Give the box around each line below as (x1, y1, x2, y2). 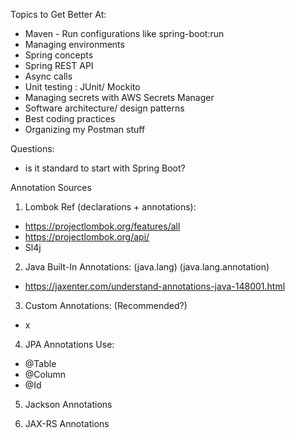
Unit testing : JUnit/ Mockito (24, 81, 141, 93)
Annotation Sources (10, 182, 92, 193)
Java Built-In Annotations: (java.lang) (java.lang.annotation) (24, 261, 270, 273)
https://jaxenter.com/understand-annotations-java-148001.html (24, 280, 286, 292)
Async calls (24, 70, 73, 82)
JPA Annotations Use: (24, 339, 115, 350)
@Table (24, 358, 57, 369)
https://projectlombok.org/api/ (24, 231, 150, 243)
